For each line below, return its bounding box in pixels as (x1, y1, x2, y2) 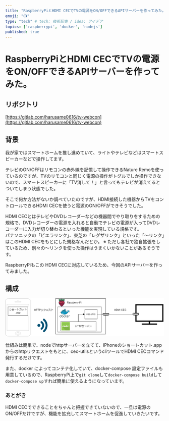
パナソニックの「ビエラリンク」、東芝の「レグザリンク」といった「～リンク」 (5, 232, 164, 238)
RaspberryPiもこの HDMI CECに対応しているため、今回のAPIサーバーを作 (5, 261, 158, 268)
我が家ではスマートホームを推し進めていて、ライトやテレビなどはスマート (5, 149, 159, 155)
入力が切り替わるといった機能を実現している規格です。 (27, 226, 142, 232)
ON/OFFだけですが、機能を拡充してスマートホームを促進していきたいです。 (5, 410, 162, 416)
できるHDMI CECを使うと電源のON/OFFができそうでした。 (22, 202, 146, 208)
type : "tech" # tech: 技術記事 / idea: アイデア (5, 19, 103, 24)
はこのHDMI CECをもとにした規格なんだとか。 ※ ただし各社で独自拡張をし (5, 238, 160, 244)
